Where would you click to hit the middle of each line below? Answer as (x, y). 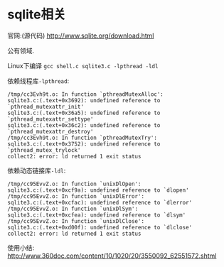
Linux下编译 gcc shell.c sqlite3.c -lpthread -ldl (83, 65)
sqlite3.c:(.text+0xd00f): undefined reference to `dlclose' (100, 227)
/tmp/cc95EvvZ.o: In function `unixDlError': (76, 196)
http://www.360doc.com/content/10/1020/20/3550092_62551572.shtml (112, 256)
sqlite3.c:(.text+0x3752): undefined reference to (84, 144)
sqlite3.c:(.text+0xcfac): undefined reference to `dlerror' (100, 202)
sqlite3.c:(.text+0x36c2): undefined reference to (84, 125)
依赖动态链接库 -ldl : (37, 170)
